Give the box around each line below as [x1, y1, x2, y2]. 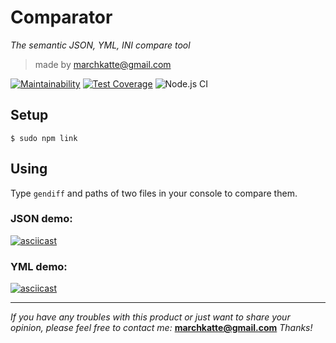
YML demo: [10, 259, 68, 273]
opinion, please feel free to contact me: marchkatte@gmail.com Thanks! [10, 322, 313, 334]
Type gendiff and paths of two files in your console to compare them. [10, 187, 298, 199]
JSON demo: [10, 212, 73, 226]
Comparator [10, 6, 113, 29]
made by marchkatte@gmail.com [34, 58, 172, 70]
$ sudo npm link [10, 133, 78, 143]
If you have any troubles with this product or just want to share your [10, 311, 291, 323]
